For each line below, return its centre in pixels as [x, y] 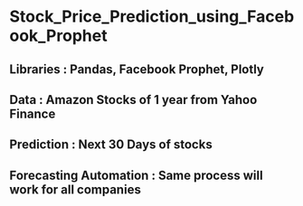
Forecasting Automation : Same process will [137, 175]
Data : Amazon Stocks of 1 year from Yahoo [133, 100]
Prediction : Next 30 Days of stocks [111, 145]
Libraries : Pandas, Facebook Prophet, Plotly [137, 69]
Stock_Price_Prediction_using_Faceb [152, 17]
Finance [33, 113]
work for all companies [76, 189]
